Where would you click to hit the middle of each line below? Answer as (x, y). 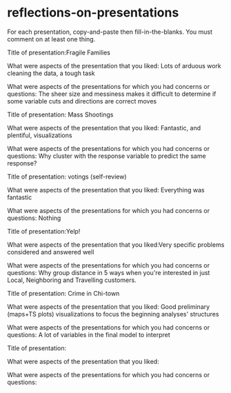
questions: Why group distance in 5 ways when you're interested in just (109, 272)
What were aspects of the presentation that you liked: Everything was (106, 190)
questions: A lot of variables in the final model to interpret (89, 334)
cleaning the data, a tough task (51, 73)
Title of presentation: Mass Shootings (60, 114)
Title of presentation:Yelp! (44, 231)
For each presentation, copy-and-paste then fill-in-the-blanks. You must (110, 32)
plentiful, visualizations (40, 135)
